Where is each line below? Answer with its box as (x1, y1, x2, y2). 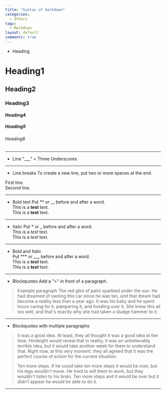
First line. (5, 179, 24, 185)
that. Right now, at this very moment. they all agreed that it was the (17, 348, 153, 354)
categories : (5, 12, 30, 17)
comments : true (5, 35, 37, 40)
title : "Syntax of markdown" (5, 7, 65, 12)
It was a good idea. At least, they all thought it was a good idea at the (17, 332, 158, 338)
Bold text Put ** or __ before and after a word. (12, 199, 105, 205)
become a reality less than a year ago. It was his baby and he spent (17, 298, 155, 304)
